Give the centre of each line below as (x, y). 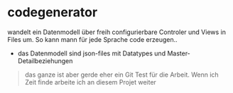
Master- (178, 53)
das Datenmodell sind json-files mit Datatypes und (91, 53)
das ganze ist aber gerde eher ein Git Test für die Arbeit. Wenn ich (121, 75)
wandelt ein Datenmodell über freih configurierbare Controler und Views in (116, 32)
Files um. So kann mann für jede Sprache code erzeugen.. (92, 39)
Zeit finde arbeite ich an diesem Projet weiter (90, 82)
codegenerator (53, 12)
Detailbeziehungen (45, 60)
